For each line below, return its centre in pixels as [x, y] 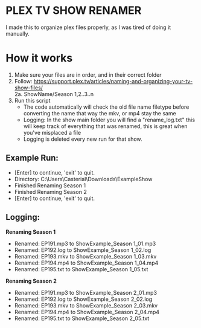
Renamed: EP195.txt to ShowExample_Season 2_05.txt [82, 318]
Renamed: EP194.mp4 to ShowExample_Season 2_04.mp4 [87, 312]
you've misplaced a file [52, 132]
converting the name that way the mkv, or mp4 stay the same [100, 113]
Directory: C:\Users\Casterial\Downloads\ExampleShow [83, 179]
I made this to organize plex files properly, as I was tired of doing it [88, 27]
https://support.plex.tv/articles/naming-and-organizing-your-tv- [113, 81]
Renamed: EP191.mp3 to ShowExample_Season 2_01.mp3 [86, 292]
